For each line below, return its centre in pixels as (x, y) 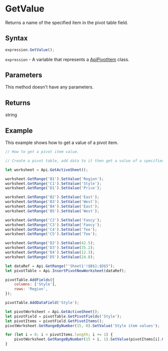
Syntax (16, 38)
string (11, 115)
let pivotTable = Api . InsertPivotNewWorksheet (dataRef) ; (66, 270)
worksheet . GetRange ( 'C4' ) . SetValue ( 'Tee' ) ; (51, 229)
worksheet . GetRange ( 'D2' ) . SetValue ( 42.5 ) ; (50, 243)
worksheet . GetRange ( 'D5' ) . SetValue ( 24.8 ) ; (50, 257)
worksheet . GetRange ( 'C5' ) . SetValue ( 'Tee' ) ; (51, 234)
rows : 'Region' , (31, 289)
